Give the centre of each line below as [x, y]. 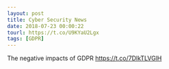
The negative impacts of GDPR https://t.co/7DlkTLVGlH [84, 58]
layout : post [26, 13]
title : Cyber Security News [47, 20]
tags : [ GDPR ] [26, 39]
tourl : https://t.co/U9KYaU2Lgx [53, 32]
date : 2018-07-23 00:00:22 [45, 26]
